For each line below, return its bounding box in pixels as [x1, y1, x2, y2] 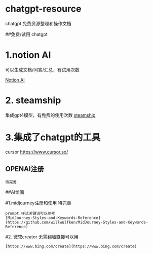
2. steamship [5, 95, 61, 106]
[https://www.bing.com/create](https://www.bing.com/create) [5, 244, 137, 249]
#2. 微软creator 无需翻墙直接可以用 [5, 234, 79, 240]
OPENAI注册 [5, 165, 45, 173]
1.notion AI [5, 49, 51, 61]
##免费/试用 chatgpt [5, 31, 48, 37]
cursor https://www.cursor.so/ [5, 149, 68, 155]
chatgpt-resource [5, 3, 82, 15]
